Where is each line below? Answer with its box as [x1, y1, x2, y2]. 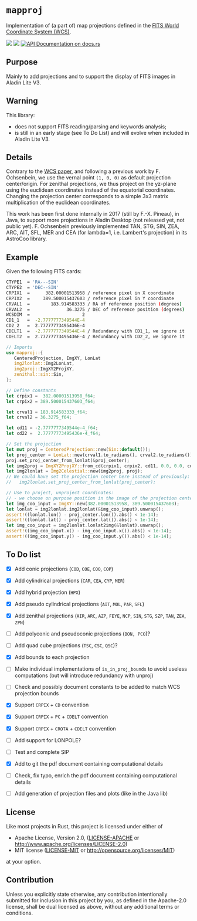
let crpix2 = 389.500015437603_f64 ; [6, 398, 96, 405]
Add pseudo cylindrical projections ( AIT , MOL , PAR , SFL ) [14, 600, 145, 607]
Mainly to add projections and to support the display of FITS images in [6, 73, 176, 80]
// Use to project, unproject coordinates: [6, 490, 114, 496]
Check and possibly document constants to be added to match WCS [14, 684, 181, 691]
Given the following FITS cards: [6, 268, 82, 275]
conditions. [6, 909, 33, 916]
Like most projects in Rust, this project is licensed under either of [6, 823, 163, 830]
